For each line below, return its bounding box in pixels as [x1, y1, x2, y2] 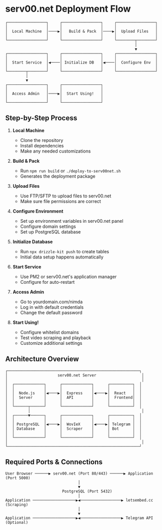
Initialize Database [12, 239, 53, 245]
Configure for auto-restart [20, 279, 75, 285]
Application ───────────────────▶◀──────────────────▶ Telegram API [5, 516, 153, 521]
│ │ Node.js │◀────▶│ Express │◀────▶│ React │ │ [5, 390, 142, 396]
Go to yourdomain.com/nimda [20, 299, 83, 305]
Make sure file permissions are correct [20, 198, 102, 204]
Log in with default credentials [20, 304, 84, 310]
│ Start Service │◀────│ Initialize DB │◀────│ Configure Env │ [5, 60, 158, 65]
